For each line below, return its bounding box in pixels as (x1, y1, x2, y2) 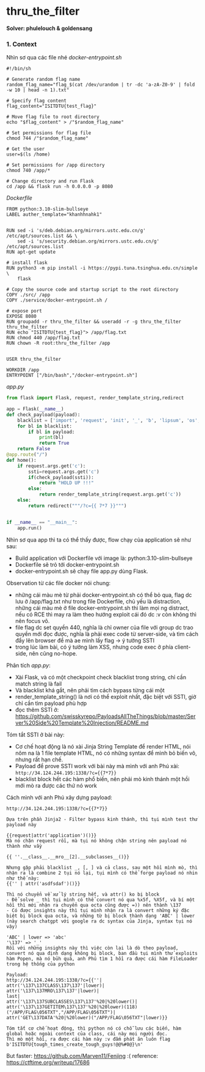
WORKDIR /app (6, 367, 40, 373)
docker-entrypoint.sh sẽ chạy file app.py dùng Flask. (15, 567, 148, 575)
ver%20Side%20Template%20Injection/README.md (15, 719, 149, 727)
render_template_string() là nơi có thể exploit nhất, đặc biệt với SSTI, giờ (15, 693, 196, 700)
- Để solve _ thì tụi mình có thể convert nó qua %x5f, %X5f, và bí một (6, 896, 195, 903)
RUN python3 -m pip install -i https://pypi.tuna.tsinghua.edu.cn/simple (6, 265, 198, 271)
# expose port (6, 308, 43, 314)
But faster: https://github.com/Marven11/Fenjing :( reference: (6, 1052, 159, 1059)
